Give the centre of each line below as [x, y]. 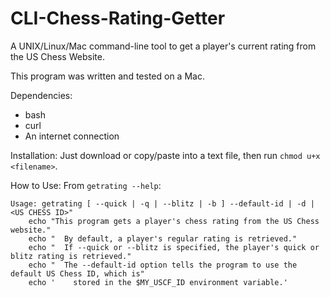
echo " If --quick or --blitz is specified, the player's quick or [174, 247]
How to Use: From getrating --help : [86, 185]
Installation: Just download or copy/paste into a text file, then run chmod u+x [165, 155]
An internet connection [72, 136]
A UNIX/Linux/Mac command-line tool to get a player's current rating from [163, 46]
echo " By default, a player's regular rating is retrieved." [163, 238]
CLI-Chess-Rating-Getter [118, 18]
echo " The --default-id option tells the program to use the [163, 265]
